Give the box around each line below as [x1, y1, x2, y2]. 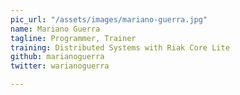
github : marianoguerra [10, 52, 105, 62]
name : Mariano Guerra [10, 24, 101, 34]
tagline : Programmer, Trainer [10, 33, 137, 43]
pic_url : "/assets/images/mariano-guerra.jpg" [10, 14, 208, 25]
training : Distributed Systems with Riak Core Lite [10, 42, 230, 53]
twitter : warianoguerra [10, 61, 110, 71]
